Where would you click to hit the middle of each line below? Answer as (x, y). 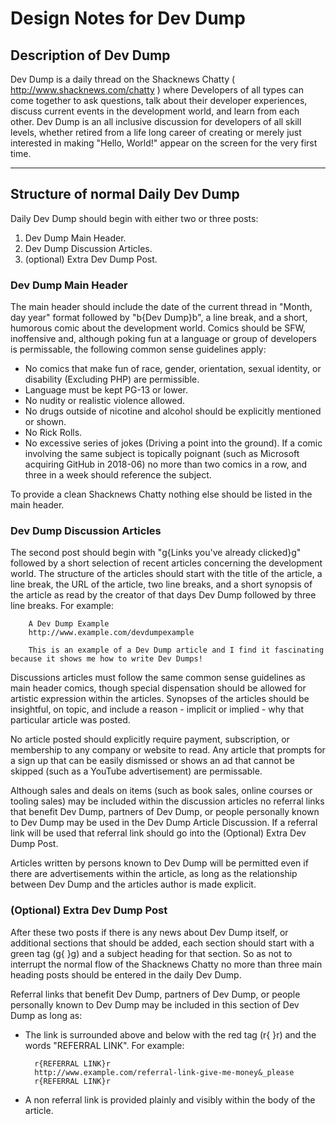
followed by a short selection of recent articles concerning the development (166, 563)
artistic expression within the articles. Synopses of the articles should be (160, 699)
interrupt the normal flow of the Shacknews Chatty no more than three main (166, 964)
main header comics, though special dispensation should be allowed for (158, 688)
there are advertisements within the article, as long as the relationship (154, 874)
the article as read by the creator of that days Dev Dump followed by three (163, 595)
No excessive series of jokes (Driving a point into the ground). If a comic (173, 443)
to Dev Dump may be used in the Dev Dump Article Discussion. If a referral (164, 823)
